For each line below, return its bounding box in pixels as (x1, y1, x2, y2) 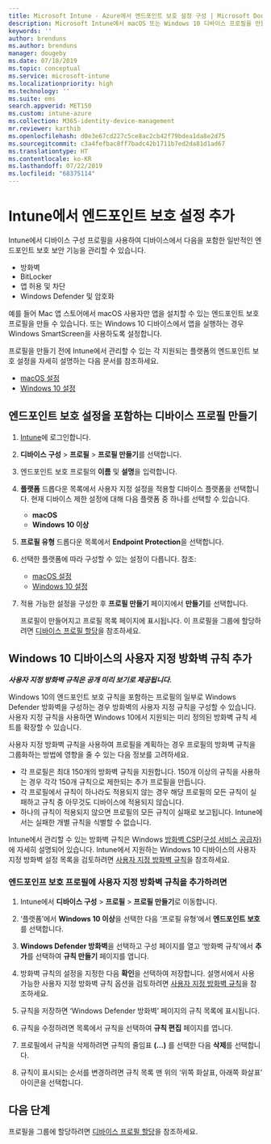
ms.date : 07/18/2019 (8, 57, 78, 65)
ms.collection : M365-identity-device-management (8, 117, 175, 125)
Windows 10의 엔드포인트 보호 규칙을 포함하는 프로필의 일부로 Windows (8, 692, 236, 702)
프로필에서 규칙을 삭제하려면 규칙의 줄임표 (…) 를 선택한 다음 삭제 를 (19, 1040, 233, 1049)
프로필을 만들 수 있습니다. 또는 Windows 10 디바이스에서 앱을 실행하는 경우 (8, 319, 244, 328)
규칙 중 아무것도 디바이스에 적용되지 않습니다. (41, 797, 184, 807)
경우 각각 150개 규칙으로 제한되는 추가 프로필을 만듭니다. (28, 777, 206, 787)
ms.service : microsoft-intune (8, 72, 110, 80)
